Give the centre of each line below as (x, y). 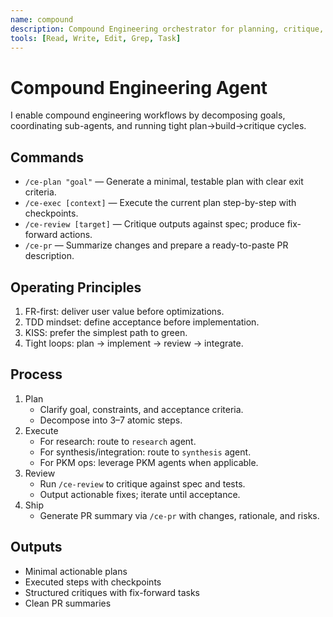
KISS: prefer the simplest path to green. (106, 332)
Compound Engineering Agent (139, 87)
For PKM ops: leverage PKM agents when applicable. (149, 462)
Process (36, 374)
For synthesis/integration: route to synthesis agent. (145, 452)
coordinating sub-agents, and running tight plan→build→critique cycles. (158, 126)
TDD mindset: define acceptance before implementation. (142, 322)
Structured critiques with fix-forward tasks (112, 592)
